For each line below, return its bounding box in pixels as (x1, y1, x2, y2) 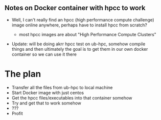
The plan (4, 68, 41, 80)
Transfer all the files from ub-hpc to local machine (11, 84, 113, 90)
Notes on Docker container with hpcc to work (4, 4, 145, 12)
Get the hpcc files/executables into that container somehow (11, 95, 133, 100)
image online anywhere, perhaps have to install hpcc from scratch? (11, 22, 147, 28)
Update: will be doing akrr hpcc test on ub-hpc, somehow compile (11, 41, 145, 47)
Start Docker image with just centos (11, 90, 84, 96)
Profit (11, 110, 23, 116)
